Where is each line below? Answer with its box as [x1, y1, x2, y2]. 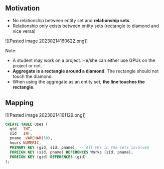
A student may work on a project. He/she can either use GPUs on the [12, 57, 155, 63]
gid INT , [10, 126, 33, 131]
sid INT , [10, 131, 33, 136]
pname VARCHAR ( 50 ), [10, 136, 53, 141]
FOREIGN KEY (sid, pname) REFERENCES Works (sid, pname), [10, 149, 134, 155]
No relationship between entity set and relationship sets [12, 17, 129, 23]
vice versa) [12, 28, 36, 34]
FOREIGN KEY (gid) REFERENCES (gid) [10, 154, 86, 159]
